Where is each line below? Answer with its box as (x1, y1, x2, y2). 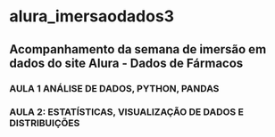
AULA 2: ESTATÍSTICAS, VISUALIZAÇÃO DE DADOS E (9, 106, 244, 118)
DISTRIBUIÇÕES (9, 117, 80, 130)
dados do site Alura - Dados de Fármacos (9, 55, 244, 70)
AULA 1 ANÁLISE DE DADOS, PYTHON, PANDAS (9, 82, 220, 94)
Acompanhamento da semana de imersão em (9, 42, 267, 57)
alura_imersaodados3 (9, 6, 175, 27)
